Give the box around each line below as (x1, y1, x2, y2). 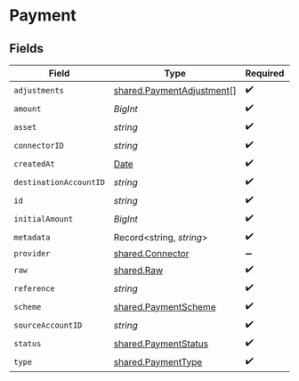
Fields (9, 41, 44, 56)
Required (245, 68, 285, 79)
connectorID (13, 140, 65, 150)
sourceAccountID (13, 320, 83, 330)
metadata (13, 232, 51, 242)
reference (13, 283, 55, 294)
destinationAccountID (13, 177, 105, 187)
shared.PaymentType (113, 355, 203, 368)
